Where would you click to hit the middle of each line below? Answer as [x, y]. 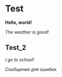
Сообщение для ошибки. [31, 69]
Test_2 [16, 48]
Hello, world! [19, 22]
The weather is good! [27, 32]
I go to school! [20, 60]
